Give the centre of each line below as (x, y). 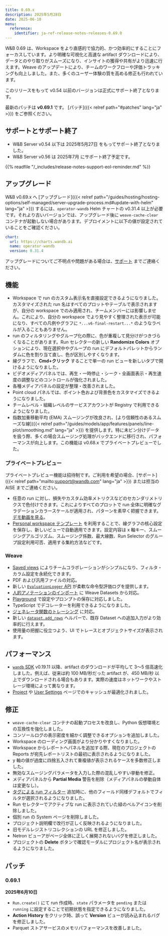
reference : (21, 29)
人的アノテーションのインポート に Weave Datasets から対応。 (77, 592)
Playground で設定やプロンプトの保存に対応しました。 (69, 599)
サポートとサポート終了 (41, 131)
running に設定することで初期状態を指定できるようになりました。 (80, 909)
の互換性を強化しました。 (39, 729)
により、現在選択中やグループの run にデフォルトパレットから (90, 348)
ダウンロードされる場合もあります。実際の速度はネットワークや (87, 679)
